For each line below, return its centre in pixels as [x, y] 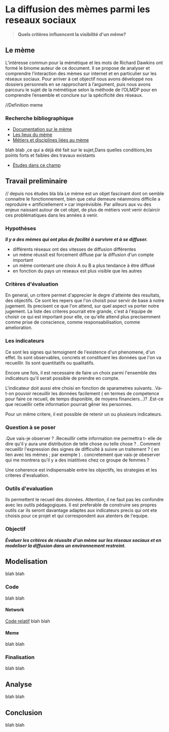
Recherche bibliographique [39, 118]
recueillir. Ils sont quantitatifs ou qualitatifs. [50, 363]
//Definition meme [24, 105]
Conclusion [24, 712]
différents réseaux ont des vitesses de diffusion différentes [74, 249]
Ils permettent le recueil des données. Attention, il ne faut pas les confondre [84, 500]
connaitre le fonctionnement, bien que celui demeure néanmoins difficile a [83, 199]
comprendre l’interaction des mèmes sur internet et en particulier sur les [81, 73]
